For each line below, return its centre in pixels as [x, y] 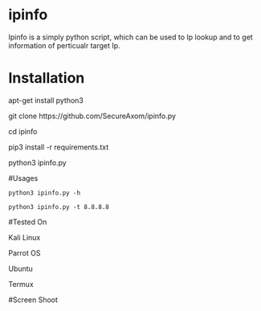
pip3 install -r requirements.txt [59, 147]
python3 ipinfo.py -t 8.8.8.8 [59, 207]
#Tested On [28, 222]
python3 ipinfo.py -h [45, 193]
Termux [21, 284]
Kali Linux [24, 237]
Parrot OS [24, 253]
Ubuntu [21, 268]
